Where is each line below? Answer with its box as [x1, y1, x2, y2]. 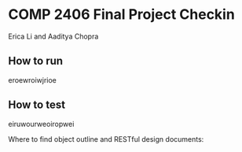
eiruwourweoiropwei [8, 119, 75, 128]
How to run [8, 54, 64, 68]
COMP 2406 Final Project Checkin [8, 6, 236, 24]
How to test [8, 98, 65, 112]
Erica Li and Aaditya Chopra [8, 32, 99, 41]
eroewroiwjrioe [8, 75, 57, 84]
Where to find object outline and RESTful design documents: [8, 134, 204, 143]
